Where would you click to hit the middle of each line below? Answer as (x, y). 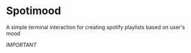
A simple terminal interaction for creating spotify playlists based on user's (95, 27)
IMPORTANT (22, 45)
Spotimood (34, 11)
